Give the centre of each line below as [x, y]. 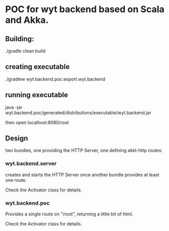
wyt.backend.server [31, 164]
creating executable [37, 67]
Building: [20, 39]
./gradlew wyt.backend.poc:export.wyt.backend [55, 79]
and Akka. [27, 20]
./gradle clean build [25, 51]
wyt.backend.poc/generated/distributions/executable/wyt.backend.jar [78, 112]
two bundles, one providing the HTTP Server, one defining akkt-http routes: [84, 150]
